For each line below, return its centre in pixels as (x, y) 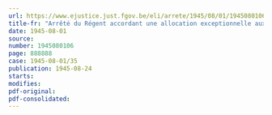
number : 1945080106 (41, 46)
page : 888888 (30, 53)
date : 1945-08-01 (38, 31)
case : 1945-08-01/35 (43, 62)
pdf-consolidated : (39, 99)
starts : (21, 76)
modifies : (25, 83)
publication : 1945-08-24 (50, 69)
